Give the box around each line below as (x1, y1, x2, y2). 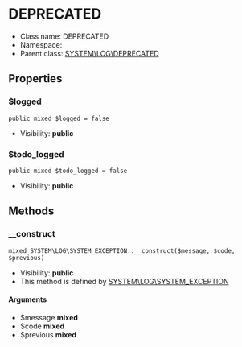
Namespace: (19, 39, 63, 49)
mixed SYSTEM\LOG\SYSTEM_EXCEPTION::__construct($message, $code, (8, 246, 236, 254)
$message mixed (19, 312, 79, 322)
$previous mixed (19, 329, 77, 339)
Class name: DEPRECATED (19, 31, 109, 41)
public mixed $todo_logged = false (8, 167, 128, 175)
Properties (8, 72, 63, 85)
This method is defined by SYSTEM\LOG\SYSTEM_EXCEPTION (19, 276, 229, 286)
